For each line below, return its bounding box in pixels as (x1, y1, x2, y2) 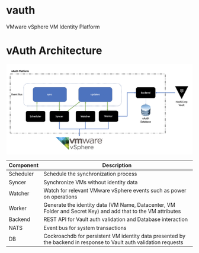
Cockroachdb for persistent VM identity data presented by (43, 232, 185, 239)
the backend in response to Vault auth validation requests (43, 238, 184, 246)
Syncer (8, 178, 27, 185)
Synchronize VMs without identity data (43, 178, 138, 185)
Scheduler (8, 170, 34, 178)
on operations (43, 193, 78, 200)
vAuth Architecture (6, 44, 102, 57)
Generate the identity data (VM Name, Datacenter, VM (43, 201, 176, 209)
